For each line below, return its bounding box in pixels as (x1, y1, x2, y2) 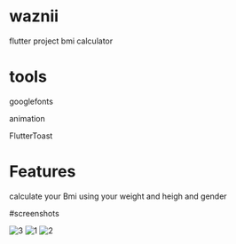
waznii (9, 6, 59, 27)
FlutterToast (9, 130, 53, 141)
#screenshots (9, 208, 59, 218)
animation (9, 113, 46, 123)
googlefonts (9, 96, 53, 106)
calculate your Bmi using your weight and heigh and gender (9, 191, 228, 201)
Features (9, 161, 76, 182)
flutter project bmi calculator (9, 35, 114, 46)
